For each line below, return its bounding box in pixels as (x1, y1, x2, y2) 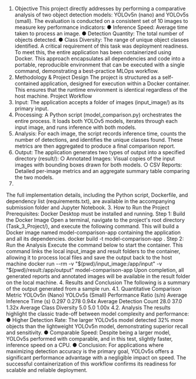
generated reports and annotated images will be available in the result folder (6, 273, 191, 280)
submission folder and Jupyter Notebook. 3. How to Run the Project (6, 204, 170, 211)
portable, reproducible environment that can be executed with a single (14, 61, 185, 68)
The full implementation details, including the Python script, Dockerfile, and (6, 191, 188, 198)
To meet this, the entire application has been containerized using (14, 49, 172, 55)
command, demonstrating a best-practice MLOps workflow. (14, 68, 160, 74)
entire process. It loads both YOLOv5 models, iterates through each (14, 118, 178, 124)
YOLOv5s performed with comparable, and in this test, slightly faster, (6, 335, 173, 342)
